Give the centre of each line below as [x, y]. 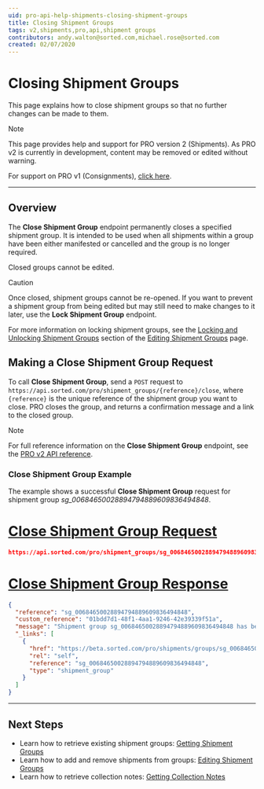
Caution [21, 282]
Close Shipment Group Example [70, 474]
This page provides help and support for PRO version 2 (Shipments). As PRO [132, 144]
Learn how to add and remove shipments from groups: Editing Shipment [136, 760]
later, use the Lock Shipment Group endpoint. [82, 314]
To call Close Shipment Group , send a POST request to [95, 381]
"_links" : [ [35, 634]
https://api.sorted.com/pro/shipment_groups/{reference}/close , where [126, 390]
